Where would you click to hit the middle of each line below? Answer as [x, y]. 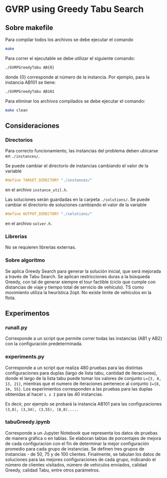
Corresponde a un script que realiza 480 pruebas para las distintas [74, 368]
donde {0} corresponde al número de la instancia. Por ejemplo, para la [78, 77]
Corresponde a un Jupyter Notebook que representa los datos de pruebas [82, 433]
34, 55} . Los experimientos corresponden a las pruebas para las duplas [79, 389]
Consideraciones [32, 126]
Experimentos [27, 313]
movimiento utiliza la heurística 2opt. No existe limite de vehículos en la [78, 292]
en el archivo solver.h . [29, 223]
